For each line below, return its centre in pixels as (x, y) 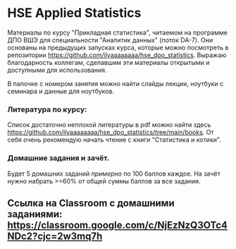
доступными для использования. (57, 70)
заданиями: (35, 214)
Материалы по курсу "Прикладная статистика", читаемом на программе (117, 32)
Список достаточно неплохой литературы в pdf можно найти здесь (109, 125)
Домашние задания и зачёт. (58, 158)
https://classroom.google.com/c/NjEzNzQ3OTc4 (117, 225)
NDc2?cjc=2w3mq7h (55, 236)
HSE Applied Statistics (74, 13)
